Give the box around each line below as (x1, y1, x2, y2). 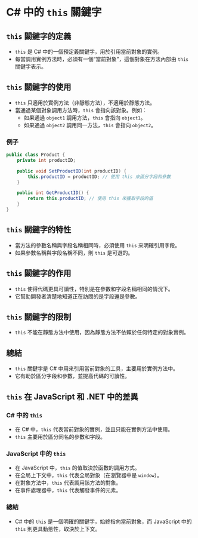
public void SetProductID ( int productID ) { (17, 168, 127, 174)
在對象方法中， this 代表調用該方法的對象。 (14, 479, 122, 487)
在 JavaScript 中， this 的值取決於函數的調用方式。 (14, 464, 140, 472)
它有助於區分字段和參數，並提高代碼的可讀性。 (14, 373, 130, 380)
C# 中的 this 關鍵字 (6, 5, 103, 19)
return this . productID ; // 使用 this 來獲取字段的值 (27, 195, 153, 202)
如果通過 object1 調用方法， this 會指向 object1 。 (23, 114, 146, 121)
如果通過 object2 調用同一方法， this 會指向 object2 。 (23, 121, 157, 128)
